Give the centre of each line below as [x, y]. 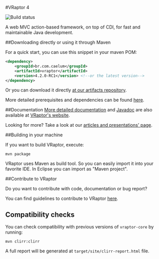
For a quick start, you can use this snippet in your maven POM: [71, 52]
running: [14, 232]
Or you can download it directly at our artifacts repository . [66, 90]
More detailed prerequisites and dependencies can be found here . [75, 100]
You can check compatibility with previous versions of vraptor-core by [79, 227]
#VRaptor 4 [17, 7]
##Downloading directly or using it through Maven [58, 42]
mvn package [18, 154]
